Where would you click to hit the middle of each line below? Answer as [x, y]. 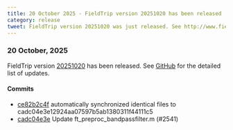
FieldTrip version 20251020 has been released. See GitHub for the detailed [114, 66]
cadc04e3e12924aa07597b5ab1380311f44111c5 [85, 111]
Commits [21, 89]
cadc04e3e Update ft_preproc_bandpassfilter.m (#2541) [98, 119]
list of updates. [28, 73]
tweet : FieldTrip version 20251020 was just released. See [94, 26]
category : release [34, 20]
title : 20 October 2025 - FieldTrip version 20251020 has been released [114, 13]
